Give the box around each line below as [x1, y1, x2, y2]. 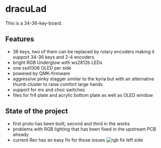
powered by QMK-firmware [12, 70, 71, 76]
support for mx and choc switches [12, 87, 85, 93]
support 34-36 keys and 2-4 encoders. [12, 54, 96, 60]
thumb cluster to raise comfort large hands [12, 81, 103, 87]
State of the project [5, 107, 68, 116]
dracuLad [5, 3, 47, 15]
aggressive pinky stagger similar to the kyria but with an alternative [12, 75, 154, 82]
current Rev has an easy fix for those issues [12, 137, 106, 143]
